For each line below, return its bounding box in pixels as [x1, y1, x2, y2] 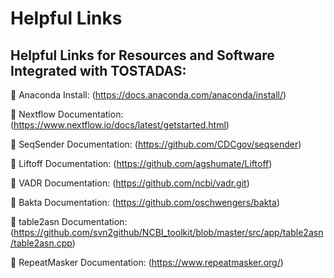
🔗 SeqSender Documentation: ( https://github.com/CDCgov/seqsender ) [10, 138, 302, 150]
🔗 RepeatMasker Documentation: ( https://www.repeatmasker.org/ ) [10, 257, 284, 268]
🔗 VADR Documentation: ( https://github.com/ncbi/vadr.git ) [10, 177, 250, 189]
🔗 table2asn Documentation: [10, 216, 128, 227]
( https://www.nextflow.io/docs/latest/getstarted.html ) [10, 119, 230, 131]
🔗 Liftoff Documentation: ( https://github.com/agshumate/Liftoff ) [10, 158, 273, 169]
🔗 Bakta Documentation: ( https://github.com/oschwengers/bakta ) [10, 197, 280, 208]
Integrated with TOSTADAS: [10, 62, 187, 79]
